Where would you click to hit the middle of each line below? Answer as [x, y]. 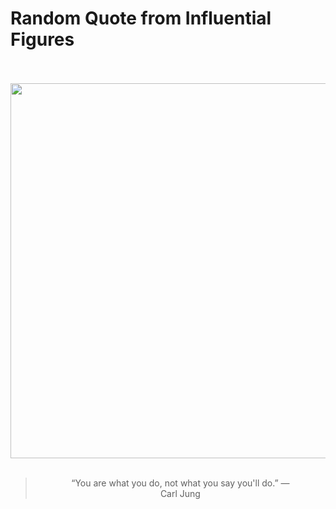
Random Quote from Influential [141, 18]
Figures [42, 39]
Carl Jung [180, 493]
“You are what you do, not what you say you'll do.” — [180, 483]
